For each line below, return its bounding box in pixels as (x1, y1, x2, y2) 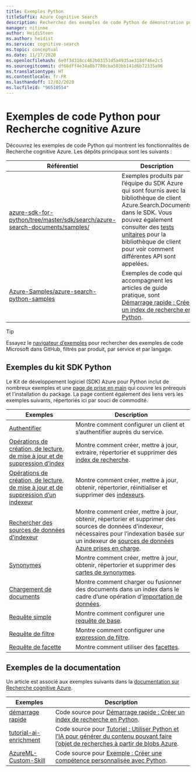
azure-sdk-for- (9, 208, 54, 217)
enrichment (9, 736, 41, 744)
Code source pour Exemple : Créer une (55, 749, 162, 757)
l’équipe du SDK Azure (121, 179, 184, 187)
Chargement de (9, 585, 52, 593)
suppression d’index (9, 459, 65, 467)
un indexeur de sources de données (75, 537, 174, 545)
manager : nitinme (6, 25, 48, 31)
